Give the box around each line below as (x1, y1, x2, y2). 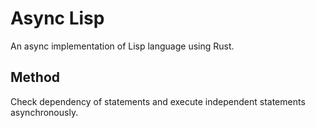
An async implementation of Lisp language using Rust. (10, 40, 235, 52)
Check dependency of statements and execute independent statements (10, 95, 306, 107)
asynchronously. (10, 106, 79, 118)
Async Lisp (10, 7, 105, 30)
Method (10, 69, 61, 86)
